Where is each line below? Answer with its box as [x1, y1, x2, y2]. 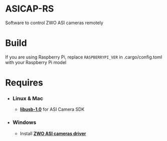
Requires [5, 77, 44, 89]
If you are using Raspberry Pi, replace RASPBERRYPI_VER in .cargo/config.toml [5, 54, 162, 60]
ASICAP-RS [5, 3, 54, 15]
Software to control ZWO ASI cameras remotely [5, 20, 104, 26]
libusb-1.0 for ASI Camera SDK [20, 106, 85, 112]
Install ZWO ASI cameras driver [20, 130, 86, 136]
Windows [12, 119, 37, 126]
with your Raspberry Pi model [5, 59, 67, 65]
